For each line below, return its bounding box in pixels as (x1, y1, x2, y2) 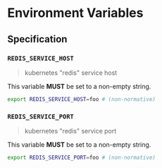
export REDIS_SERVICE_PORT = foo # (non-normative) (7, 154, 156, 162)
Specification (7, 33, 68, 45)
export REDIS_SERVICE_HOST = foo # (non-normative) (7, 95, 156, 103)
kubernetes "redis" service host (24, 68, 118, 77)
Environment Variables (7, 5, 144, 21)
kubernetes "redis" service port (24, 127, 117, 136)
